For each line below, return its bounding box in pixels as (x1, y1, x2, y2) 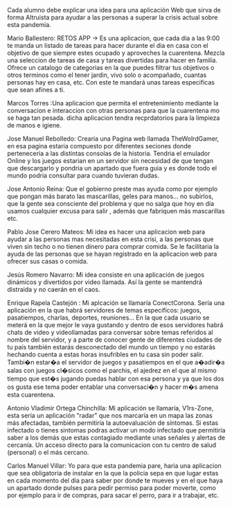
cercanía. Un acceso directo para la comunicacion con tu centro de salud (7, 441, 217, 449)
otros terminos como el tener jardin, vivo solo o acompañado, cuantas (7, 71, 207, 79)
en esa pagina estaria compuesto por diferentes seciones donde (7, 142, 192, 150)
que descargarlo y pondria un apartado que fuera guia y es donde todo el (7, 164, 217, 172)
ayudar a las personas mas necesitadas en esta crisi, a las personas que (7, 235, 214, 243)
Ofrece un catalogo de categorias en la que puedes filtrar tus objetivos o (7, 64, 215, 71)
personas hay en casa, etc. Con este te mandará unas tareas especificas (7, 78, 215, 86)
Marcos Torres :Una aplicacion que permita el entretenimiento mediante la (7, 99, 219, 107)
